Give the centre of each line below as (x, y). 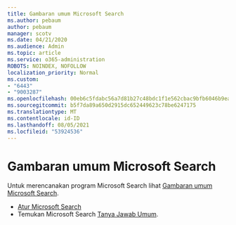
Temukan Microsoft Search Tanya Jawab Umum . (88, 214)
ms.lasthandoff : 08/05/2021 (48, 125)
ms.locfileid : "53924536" (45, 131)
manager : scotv (29, 33)
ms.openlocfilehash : (38, 99)
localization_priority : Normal (53, 72)
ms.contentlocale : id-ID (44, 118)
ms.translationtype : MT (42, 112)
